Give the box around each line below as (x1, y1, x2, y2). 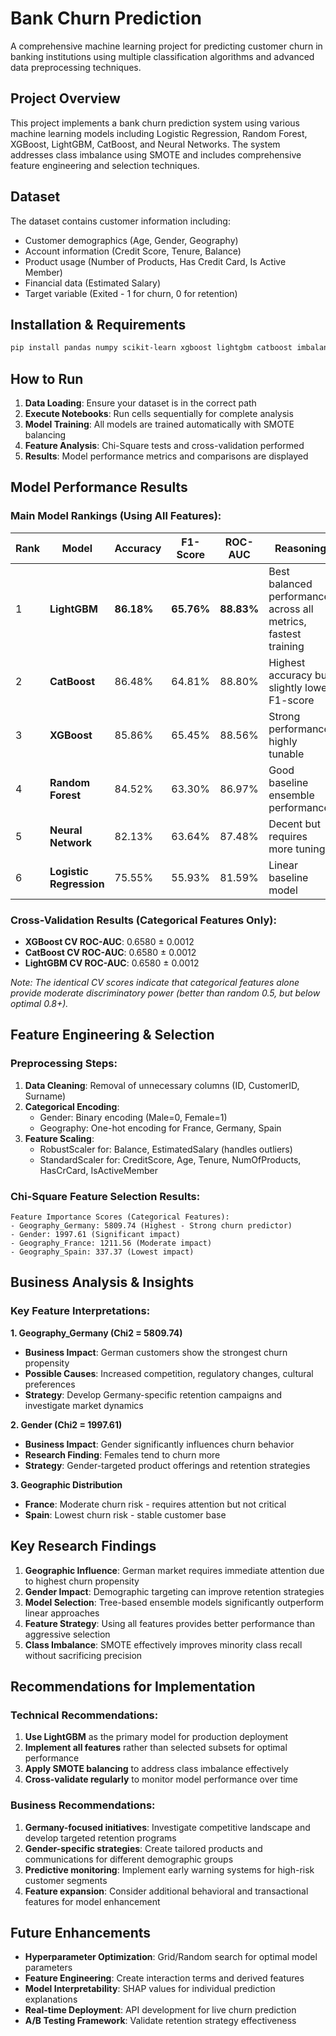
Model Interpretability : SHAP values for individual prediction (24, 1983, 276, 1995)
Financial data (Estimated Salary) (24, 277, 161, 289)
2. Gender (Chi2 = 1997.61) (10, 1418, 123, 1431)
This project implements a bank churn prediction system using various (10, 117, 301, 129)
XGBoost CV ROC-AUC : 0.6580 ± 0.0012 (24, 936, 195, 948)
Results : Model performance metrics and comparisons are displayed (24, 450, 309, 462)
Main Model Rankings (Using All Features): (10, 509, 222, 523)
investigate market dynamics (24, 1399, 144, 1411)
